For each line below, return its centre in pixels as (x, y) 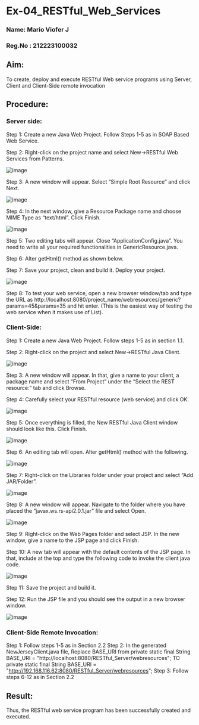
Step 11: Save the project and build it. (51, 587)
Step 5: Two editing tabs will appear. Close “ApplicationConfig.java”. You (94, 240)
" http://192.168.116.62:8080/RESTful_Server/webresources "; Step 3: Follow (97, 671)
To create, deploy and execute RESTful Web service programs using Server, (99, 79)
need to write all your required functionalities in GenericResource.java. (92, 247)
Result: (20, 696)
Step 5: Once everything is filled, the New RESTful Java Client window (92, 422)
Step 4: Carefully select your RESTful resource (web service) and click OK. (97, 399)
